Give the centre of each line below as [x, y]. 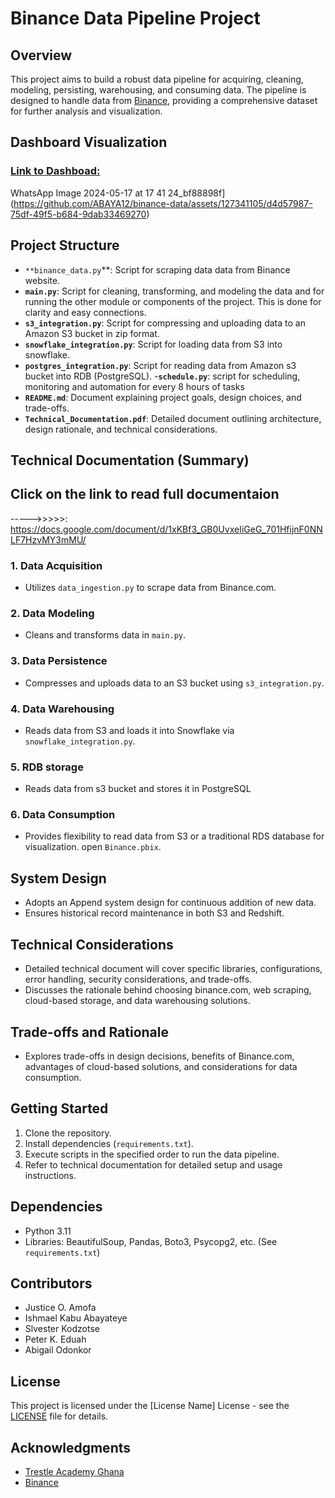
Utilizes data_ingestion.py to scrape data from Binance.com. [150, 587]
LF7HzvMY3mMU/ [48, 539]
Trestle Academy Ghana [74, 1471]
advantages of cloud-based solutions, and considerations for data [161, 1066]
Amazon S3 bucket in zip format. [92, 333]
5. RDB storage [47, 767]
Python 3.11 [48, 1231]
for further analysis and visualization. [86, 111]
